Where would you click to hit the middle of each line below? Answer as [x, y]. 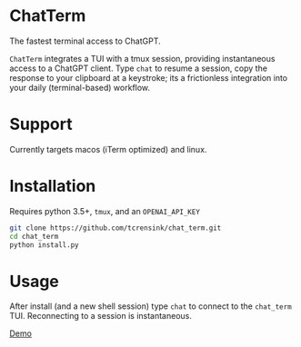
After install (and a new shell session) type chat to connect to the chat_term [151, 306]
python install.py [44, 245]
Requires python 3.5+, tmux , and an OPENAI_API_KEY [105, 211]
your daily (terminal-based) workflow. [80, 87]
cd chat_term [34, 236]
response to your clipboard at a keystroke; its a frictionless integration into [149, 77]
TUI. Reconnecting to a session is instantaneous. [101, 316]
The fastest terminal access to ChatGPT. [85, 41]
